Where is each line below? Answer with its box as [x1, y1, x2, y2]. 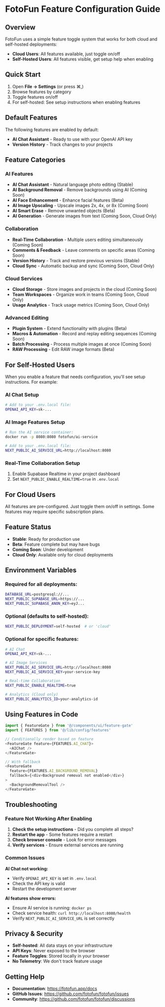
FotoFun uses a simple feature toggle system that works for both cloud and [5, 36, 158, 42]
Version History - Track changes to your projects [12, 141, 113, 147]
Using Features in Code [5, 710, 78, 718]
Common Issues [5, 854, 45, 861]
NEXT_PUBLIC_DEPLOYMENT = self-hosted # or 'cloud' [5, 624, 111, 629]
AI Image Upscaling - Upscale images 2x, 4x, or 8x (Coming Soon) [12, 203, 149, 208]
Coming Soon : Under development [12, 546, 84, 553]
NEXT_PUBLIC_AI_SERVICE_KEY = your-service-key [5, 669, 100, 675]
